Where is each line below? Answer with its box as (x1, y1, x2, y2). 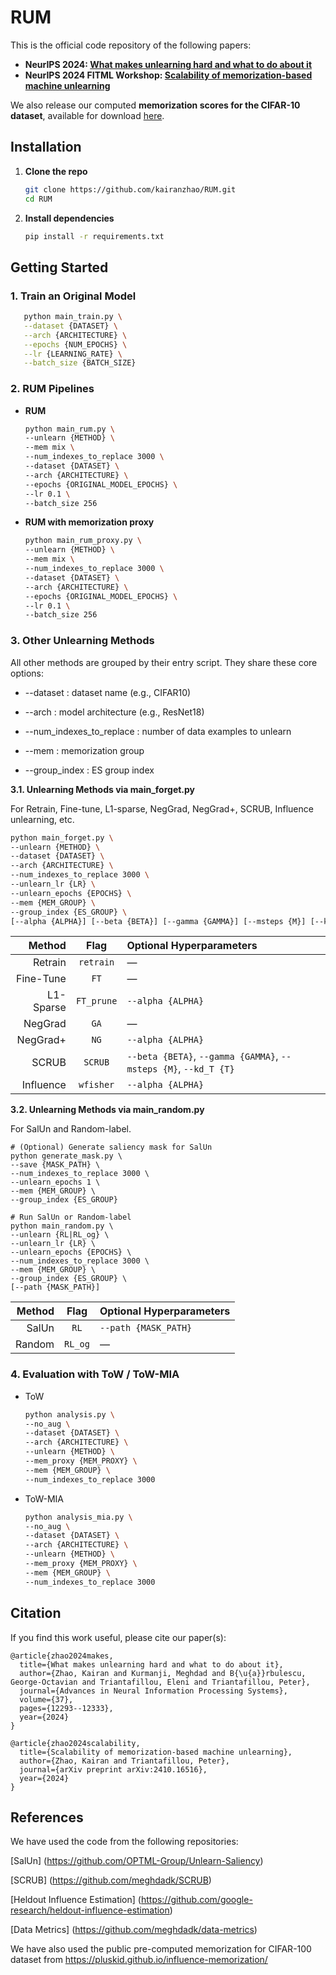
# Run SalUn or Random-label (10, 1212, 132, 1223)
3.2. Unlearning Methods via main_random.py (10, 1104, 205, 1116)
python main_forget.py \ (10, 832, 114, 843)
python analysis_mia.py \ (24, 1512, 133, 1522)
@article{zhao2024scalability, (10, 1738, 141, 1748)
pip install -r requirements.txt (24, 231, 165, 241)
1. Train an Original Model (10, 289, 137, 303)
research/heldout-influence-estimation (10, 1904, 170, 1916)
